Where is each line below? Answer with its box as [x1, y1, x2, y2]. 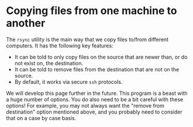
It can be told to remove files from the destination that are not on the [14, 66, 180, 73]
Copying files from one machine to [6, 4, 177, 18]
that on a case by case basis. [6, 114, 77, 121]
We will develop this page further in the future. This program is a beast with [6, 90, 188, 97]
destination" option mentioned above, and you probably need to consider [6, 108, 182, 115]
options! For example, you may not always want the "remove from [6, 102, 165, 109]
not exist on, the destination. [14, 60, 84, 67]
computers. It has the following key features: [6, 42, 113, 49]
